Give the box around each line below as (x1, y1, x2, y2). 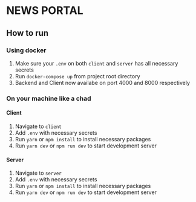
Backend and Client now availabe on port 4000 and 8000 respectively (15, 79, 191, 86)
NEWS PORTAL (6, 4, 83, 18)
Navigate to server (15, 169, 62, 177)
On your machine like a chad (6, 94, 92, 103)
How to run (6, 28, 49, 38)
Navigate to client (15, 123, 62, 130)
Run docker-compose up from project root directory (15, 72, 140, 79)
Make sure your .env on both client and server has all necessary (15, 59, 178, 67)
